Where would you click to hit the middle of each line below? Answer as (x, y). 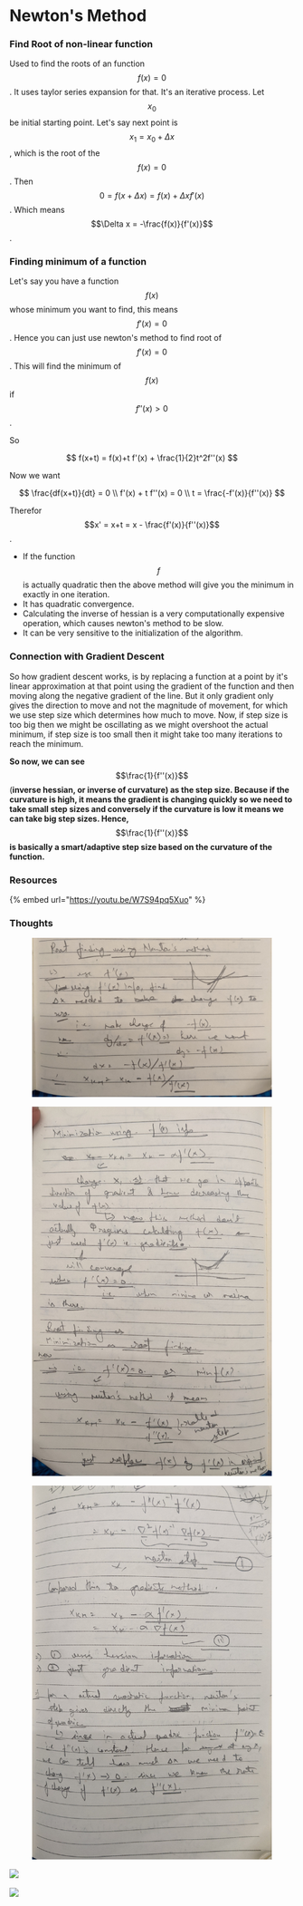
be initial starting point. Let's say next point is (94, 122)
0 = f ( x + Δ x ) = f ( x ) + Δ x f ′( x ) (152, 196)
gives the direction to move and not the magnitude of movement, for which (148, 705)
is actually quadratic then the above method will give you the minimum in (158, 585)
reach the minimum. (47, 743)
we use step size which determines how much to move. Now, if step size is (149, 715)
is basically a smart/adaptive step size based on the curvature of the (141, 847)
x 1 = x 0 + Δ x (152, 138)
